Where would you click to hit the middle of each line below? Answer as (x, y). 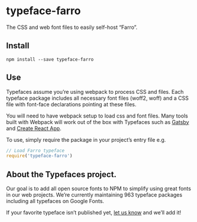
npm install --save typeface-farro (50, 59)
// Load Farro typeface (35, 151)
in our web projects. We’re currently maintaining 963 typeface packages (94, 195)
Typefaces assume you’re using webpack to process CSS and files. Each (95, 92)
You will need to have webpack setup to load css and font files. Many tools (97, 116)
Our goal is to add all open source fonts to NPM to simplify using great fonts (98, 189)
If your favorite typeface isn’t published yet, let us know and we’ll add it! (94, 213)
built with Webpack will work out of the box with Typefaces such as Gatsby (98, 122)
